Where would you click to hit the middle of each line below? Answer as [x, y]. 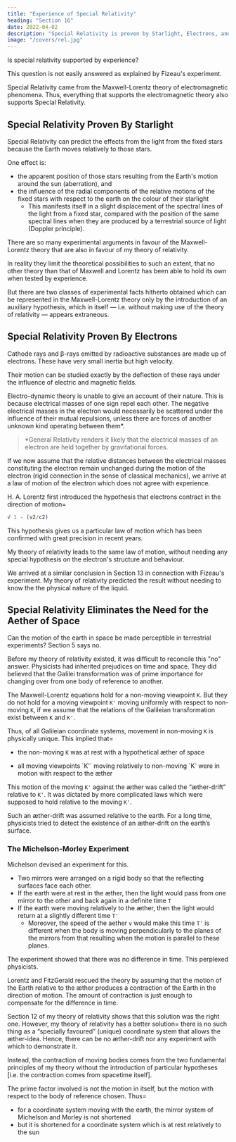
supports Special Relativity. [47, 102]
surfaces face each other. [55, 886]
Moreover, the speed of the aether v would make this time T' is [118, 923]
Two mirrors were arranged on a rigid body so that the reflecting [110, 878]
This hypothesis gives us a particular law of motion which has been [105, 530]
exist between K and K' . [41, 718]
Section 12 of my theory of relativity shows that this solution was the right [113, 1016]
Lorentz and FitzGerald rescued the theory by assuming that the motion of [114, 980]
